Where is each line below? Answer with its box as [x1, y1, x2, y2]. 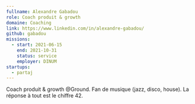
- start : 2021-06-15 [11, 42, 62, 48]
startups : [6, 64, 31, 70]
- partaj [11, 70, 33, 75]
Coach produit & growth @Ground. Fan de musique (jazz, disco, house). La [6, 86, 190, 93]
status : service [17, 53, 57, 59]
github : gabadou [6, 31, 46, 37]
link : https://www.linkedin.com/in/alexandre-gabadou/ [6, 25, 145, 31]
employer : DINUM [17, 58, 57, 64]
